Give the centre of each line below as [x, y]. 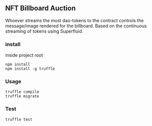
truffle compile [22, 92]
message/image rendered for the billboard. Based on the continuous [76, 26]
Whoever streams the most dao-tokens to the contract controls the [74, 20]
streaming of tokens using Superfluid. [44, 31]
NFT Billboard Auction [41, 8]
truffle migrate [22, 96]
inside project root [24, 55]
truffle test [19, 119]
